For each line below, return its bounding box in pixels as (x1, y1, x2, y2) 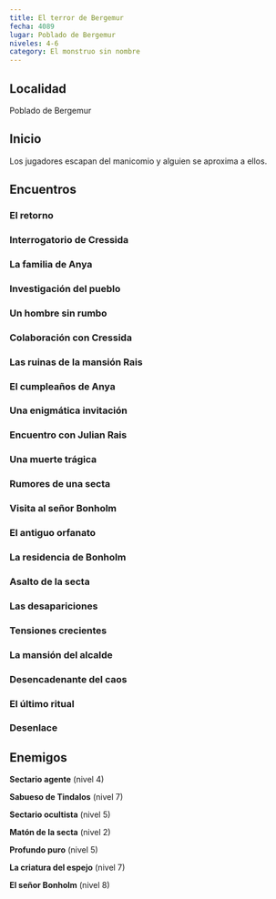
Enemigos (9, 750, 68, 765)
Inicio (9, 131, 42, 146)
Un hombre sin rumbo (9, 307, 107, 319)
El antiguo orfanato (9, 527, 97, 540)
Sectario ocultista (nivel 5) (9, 809, 111, 820)
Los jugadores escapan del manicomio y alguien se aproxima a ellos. (9, 156, 268, 167)
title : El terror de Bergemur (9, 13, 125, 23)
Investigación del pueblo (9, 282, 121, 295)
